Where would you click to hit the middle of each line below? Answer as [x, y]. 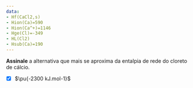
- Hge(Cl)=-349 [25, 33]
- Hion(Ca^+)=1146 [28, 28]
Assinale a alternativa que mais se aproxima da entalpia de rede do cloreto [97, 61]
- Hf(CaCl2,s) [23, 17]
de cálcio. [18, 67]
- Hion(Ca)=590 [25, 22]
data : [13, 11]
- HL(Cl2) [18, 39]
